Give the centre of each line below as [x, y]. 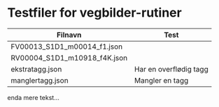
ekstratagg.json [36, 69]
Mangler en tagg [161, 80]
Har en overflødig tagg [171, 69]
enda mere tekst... [33, 97]
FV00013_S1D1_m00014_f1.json [67, 47]
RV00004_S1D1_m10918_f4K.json [69, 58]
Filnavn [69, 35]
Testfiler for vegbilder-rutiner [94, 13]
